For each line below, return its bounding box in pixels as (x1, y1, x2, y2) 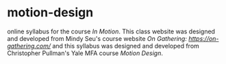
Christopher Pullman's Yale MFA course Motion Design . (7, 49, 163, 57)
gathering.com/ (7, 42, 51, 50)
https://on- (188, 34, 219, 42)
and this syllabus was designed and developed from (52, 42, 200, 50)
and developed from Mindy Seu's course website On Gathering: (7, 34, 187, 42)
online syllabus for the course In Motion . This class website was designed (7, 27, 216, 35)
